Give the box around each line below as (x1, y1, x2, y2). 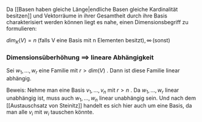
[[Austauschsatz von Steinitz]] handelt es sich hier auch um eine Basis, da (6, 102, 192, 109)
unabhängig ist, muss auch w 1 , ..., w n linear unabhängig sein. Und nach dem (6, 94, 197, 103)
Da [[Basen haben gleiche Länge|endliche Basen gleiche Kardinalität (6, 6, 178, 13)
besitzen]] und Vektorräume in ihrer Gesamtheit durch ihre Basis (6, 12, 167, 19)
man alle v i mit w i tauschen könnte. (6, 109, 94, 117)
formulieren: (6, 25, 37, 32)
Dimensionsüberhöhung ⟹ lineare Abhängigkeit (6, 53, 154, 62)
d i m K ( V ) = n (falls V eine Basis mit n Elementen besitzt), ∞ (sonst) (6, 37, 170, 45)
